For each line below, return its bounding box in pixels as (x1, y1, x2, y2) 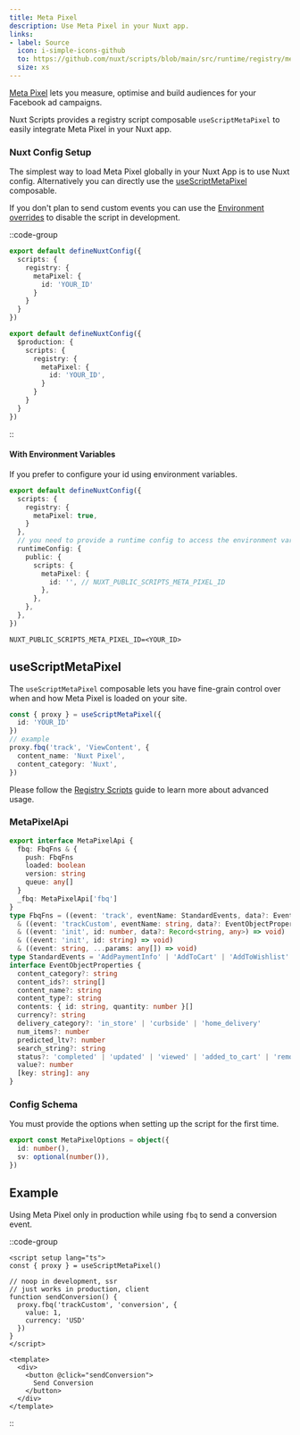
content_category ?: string (17, 969, 118, 978)
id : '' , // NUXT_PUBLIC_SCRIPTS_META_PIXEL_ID (48, 577, 226, 586)
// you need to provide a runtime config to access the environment (17, 536, 278, 545)
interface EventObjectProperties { (9, 961, 142, 969)
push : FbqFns (25, 852, 74, 862)
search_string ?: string (17, 1044, 105, 1053)
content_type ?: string (17, 994, 102, 1003)
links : (9, 29, 34, 38)
